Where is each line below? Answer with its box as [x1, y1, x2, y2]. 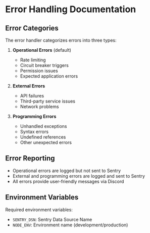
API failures [20, 93, 44, 98]
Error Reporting [5, 154, 55, 163]
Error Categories [5, 24, 59, 32]
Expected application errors [20, 73, 78, 79]
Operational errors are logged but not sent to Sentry [12, 168, 121, 174]
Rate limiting [20, 57, 46, 63]
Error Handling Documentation [5, 4, 136, 15]
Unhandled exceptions [20, 123, 67, 129]
